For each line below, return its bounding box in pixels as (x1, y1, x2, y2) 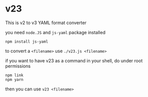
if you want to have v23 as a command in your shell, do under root (5, 57, 143, 63)
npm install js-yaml (5, 39, 49, 44)
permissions (5, 63, 31, 69)
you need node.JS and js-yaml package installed (5, 29, 106, 35)
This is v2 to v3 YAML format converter (5, 20, 87, 26)
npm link (5, 72, 24, 78)
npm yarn (5, 77, 24, 82)
